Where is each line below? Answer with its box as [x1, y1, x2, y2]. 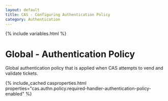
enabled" [5, 91, 24, 97]
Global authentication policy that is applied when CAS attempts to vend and [5, 65, 164, 71]
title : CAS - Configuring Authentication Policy [5, 12, 110, 17]
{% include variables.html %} [5, 31, 67, 37]
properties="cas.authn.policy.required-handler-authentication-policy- [5, 85, 151, 91]
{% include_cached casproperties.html [5, 80, 87, 86]
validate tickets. [5, 70, 38, 76]
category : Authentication [5, 17, 60, 22]
